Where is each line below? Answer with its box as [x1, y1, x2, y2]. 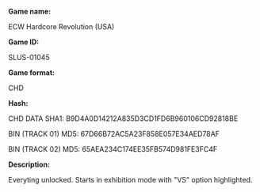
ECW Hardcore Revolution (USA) [8, 22, 115, 31]
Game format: [8, 68, 55, 77]
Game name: [8, 7, 52, 16]
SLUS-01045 [8, 53, 50, 62]
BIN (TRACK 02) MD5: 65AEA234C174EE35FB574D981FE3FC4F [8, 145, 218, 153]
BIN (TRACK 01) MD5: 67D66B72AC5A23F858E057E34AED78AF [8, 130, 220, 138]
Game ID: [8, 37, 40, 47]
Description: [8, 160, 50, 169]
